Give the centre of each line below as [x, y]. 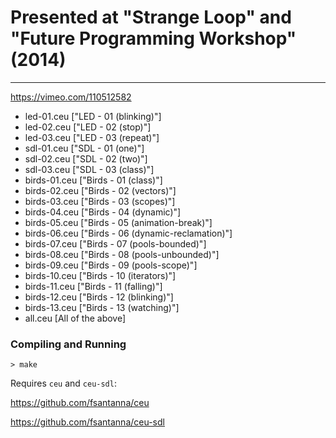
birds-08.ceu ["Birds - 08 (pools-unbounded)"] [122, 254]
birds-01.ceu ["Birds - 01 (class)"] [93, 180]
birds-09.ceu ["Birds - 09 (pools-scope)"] [111, 265]
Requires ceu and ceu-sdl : [63, 383]
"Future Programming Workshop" [153, 38]
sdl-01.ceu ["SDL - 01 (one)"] [84, 148]
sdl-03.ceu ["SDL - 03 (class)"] [89, 169]
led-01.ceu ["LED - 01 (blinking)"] [93, 116]
